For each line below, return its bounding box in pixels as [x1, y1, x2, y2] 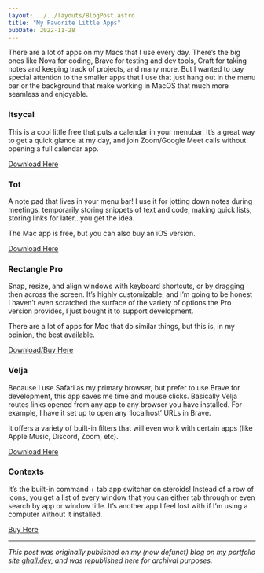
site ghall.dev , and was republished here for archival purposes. [8, 556, 214, 565]
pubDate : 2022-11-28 [8, 26, 76, 34]
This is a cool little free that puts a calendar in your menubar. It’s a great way [8, 127, 255, 136]
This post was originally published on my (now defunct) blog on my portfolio [8, 547, 256, 556]
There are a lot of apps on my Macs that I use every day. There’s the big [8, 48, 241, 57]
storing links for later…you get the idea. [8, 213, 135, 223]
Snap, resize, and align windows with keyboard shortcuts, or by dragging [8, 281, 245, 291]
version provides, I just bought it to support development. [8, 306, 194, 316]
